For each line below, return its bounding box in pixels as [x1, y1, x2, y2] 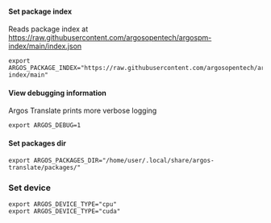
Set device [8, 182, 51, 193]
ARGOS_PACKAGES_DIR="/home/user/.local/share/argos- [33, 156, 215, 164]
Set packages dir [8, 138, 67, 148]
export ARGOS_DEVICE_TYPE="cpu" [8, 200, 117, 209]
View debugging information [8, 88, 106, 97]
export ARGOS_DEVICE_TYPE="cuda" [8, 207, 121, 215]
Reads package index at [8, 24, 89, 34]
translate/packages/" [8, 163, 81, 171]
